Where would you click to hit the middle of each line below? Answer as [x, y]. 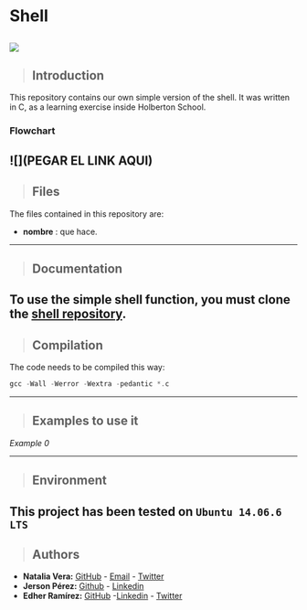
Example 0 [30, 443]
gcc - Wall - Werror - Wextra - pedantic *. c [90, 384]
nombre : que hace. [60, 231]
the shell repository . [68, 314]
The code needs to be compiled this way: [87, 368]
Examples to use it [85, 421]
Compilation [67, 345]
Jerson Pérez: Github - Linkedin [83, 586]
